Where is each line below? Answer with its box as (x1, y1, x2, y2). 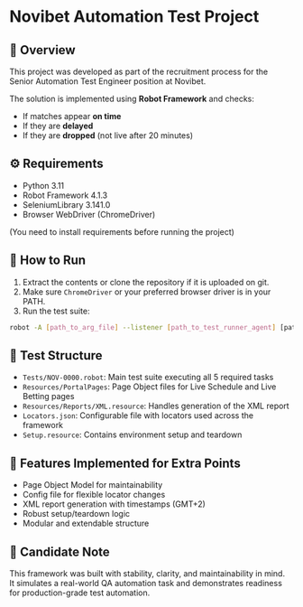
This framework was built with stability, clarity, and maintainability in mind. (9, 567, 286, 579)
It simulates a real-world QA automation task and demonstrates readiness (9, 577, 282, 588)
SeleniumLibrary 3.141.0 (22, 199, 111, 210)
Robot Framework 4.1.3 (22, 190, 108, 201)
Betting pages (22, 391, 75, 402)
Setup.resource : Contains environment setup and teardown (22, 429, 243, 440)
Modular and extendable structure (22, 518, 150, 529)
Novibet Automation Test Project (9, 6, 260, 27)
